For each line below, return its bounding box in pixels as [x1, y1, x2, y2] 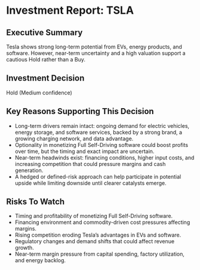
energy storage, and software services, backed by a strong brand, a [14, 128, 183, 136]
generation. [14, 167, 44, 174]
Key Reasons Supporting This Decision [6, 106, 154, 116]
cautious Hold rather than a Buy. [6, 56, 85, 63]
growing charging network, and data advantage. [14, 135, 134, 142]
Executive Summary [6, 27, 83, 38]
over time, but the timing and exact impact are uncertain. [14, 148, 155, 155]
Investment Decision [6, 73, 85, 84]
